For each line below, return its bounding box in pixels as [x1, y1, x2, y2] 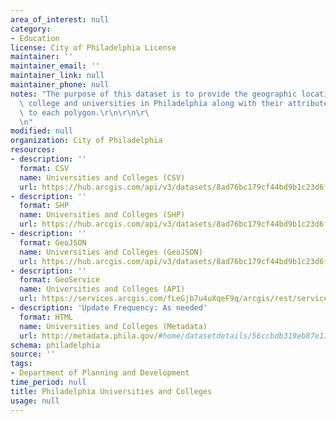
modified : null [10, 126, 74, 136]
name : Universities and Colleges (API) [19, 284, 186, 295]
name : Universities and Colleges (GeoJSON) [19, 247, 203, 257]
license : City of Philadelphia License [10, 42, 177, 53]
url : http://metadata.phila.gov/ [19, 331, 159, 341]
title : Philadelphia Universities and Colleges [10, 386, 213, 396]
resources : [10, 145, 56, 155]
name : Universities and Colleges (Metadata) [19, 321, 208, 331]
